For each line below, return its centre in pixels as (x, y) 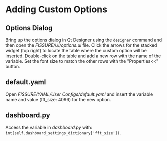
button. (13, 66)
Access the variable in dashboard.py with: (49, 127)
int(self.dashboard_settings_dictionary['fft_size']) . (63, 133)
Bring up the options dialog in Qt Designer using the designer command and (83, 40)
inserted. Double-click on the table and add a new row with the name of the (83, 56)
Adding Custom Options (56, 9)
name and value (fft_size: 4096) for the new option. (58, 99)
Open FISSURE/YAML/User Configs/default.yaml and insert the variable (79, 94)
